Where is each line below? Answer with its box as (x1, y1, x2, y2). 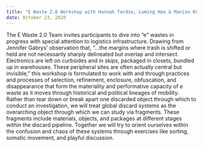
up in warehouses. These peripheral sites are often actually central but (6, 63, 182, 70)
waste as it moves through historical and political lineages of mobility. (6, 89, 179, 96)
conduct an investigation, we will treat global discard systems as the (6, 102, 176, 109)
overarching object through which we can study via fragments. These (6, 108, 179, 116)
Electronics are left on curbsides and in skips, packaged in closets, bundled (6, 57, 195, 64)
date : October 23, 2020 (6, 15, 66, 21)
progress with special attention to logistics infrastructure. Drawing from (6, 38, 184, 45)
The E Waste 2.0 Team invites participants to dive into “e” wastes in (6, 31, 174, 38)
